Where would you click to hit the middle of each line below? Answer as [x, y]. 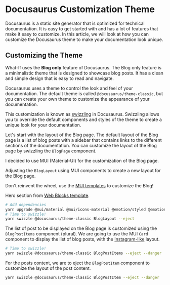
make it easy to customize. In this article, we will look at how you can [77, 34]
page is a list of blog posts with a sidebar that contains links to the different [83, 140]
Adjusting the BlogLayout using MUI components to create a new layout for [83, 170]
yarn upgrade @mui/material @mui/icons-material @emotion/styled [75, 209]
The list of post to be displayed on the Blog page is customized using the [81, 228]
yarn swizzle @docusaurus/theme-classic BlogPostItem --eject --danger [82, 277]
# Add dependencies [26, 205]
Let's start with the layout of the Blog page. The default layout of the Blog [82, 135]
